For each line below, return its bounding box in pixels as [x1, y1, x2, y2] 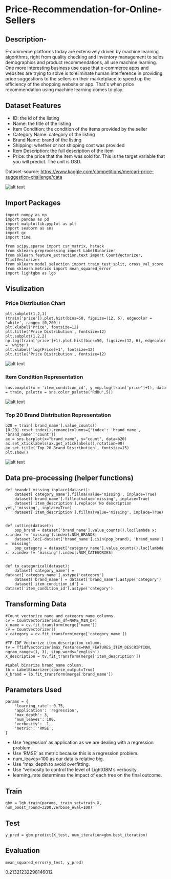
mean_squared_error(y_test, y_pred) [5, 860, 83, 865]
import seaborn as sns [5, 225, 54, 231]
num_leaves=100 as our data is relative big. [12, 756, 104, 762]
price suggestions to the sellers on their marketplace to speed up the [5, 76, 151, 81]
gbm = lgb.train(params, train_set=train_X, [5, 801, 102, 806]
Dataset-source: [5, 168, 40, 175]
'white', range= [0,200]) [5, 320, 60, 326]
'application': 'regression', [14, 708, 79, 713]
